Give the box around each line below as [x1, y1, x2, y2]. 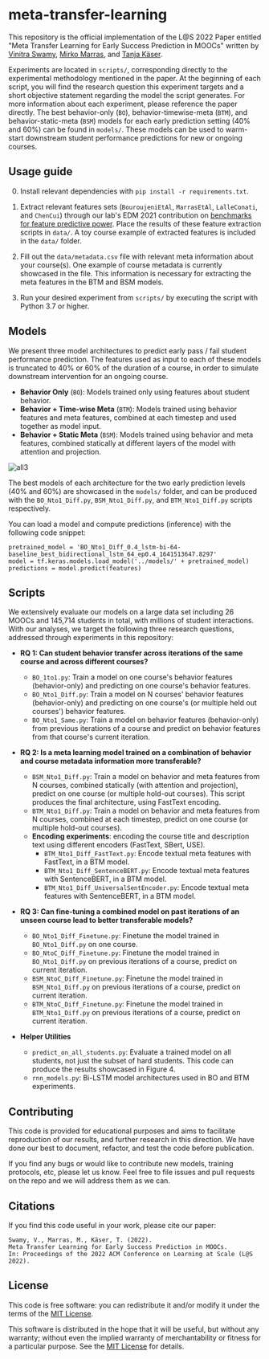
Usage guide [8, 165, 73, 178]
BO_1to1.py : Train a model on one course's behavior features [31, 672, 233, 682]
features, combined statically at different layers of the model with [19, 438, 236, 447]
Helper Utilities [19, 1032, 71, 1042]
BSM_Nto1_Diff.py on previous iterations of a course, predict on [31, 982, 241, 992]
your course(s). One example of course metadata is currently [19, 259, 222, 270]
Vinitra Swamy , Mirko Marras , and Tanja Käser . [8, 49, 163, 59]
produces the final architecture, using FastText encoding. [31, 798, 222, 807]
